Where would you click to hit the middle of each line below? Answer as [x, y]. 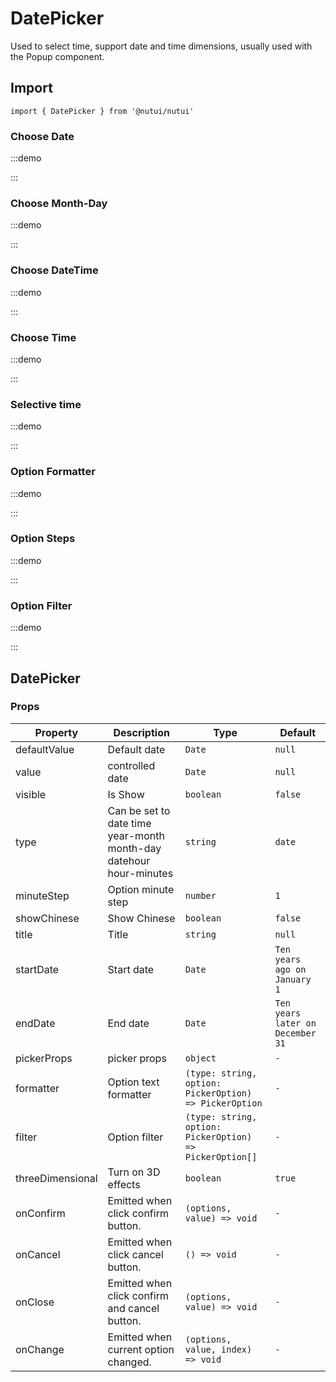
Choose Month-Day [59, 203]
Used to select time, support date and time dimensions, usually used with [161, 46]
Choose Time [43, 337]
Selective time [46, 404]
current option [141, 1349]
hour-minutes [140, 873]
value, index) [218, 1349]
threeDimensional [56, 1178]
